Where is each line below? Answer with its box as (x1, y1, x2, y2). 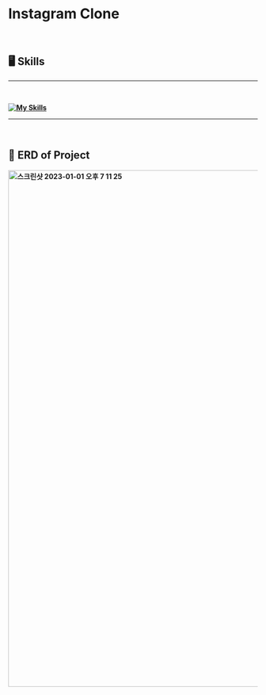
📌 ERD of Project (8, 148, 90, 162)
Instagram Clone (8, 5, 120, 23)
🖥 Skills (8, 55, 45, 68)
